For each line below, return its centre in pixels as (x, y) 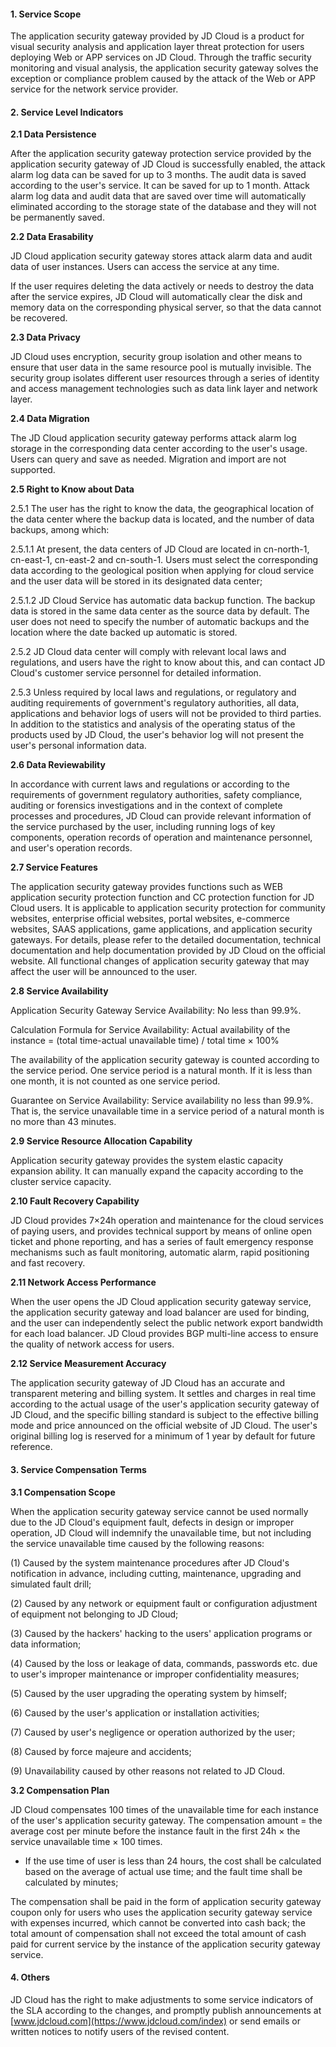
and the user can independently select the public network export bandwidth (167, 1323)
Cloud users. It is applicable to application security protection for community (168, 908)
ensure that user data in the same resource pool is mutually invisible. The (161, 367)
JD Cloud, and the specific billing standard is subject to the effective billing (164, 1415)
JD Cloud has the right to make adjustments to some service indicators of (162, 1999)
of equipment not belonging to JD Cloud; (94, 1614)
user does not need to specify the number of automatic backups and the (160, 622)
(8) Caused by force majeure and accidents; (101, 1751)
